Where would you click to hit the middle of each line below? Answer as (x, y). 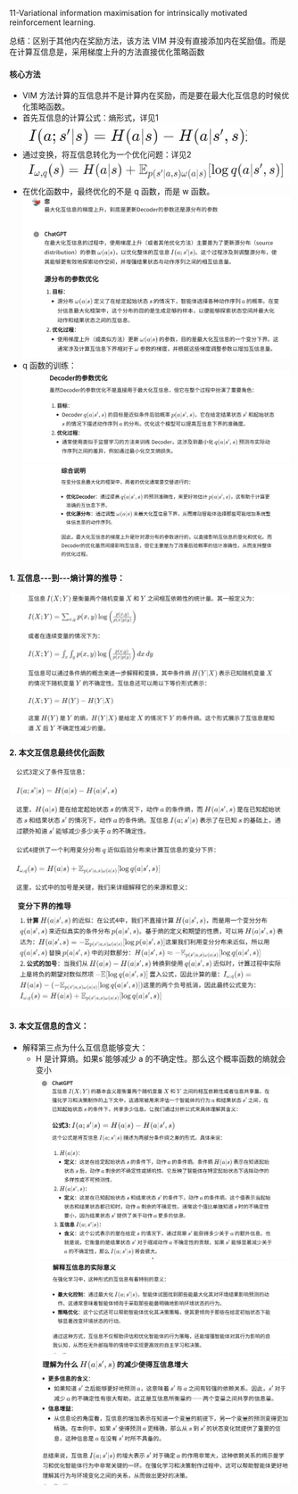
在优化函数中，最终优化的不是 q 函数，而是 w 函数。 (118, 191)
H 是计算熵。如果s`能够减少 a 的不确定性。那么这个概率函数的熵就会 (161, 1058)
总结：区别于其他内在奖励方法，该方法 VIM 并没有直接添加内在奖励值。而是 (148, 41)
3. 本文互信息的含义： (49, 1026)
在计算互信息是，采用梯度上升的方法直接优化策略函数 (107, 52)
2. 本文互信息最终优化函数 (57, 752)
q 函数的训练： (50, 365)
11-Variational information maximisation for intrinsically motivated (128, 13)
